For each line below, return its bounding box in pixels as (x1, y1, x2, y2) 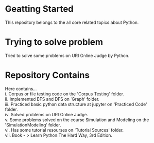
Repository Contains (5, 70, 90, 81)
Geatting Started (5, 3, 74, 15)
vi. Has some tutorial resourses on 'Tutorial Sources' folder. (5, 127, 124, 133)
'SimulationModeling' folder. (5, 122, 62, 127)
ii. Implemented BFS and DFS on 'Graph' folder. (5, 96, 100, 102)
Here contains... (5, 86, 37, 91)
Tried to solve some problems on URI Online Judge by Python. (5, 53, 130, 58)
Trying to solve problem (5, 36, 103, 48)
